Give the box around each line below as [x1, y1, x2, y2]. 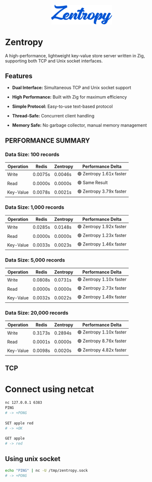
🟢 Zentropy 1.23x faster [77, 233, 127, 238]
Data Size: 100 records [5, 151, 60, 158]
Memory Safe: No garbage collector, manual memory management [12, 122, 147, 128]
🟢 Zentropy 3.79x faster [77, 188, 127, 194]
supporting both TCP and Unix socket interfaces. [5, 58, 103, 64]
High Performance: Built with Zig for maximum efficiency [12, 94, 127, 100]
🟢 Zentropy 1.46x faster [77, 241, 127, 247]
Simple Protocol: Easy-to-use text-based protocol [12, 103, 113, 109]
